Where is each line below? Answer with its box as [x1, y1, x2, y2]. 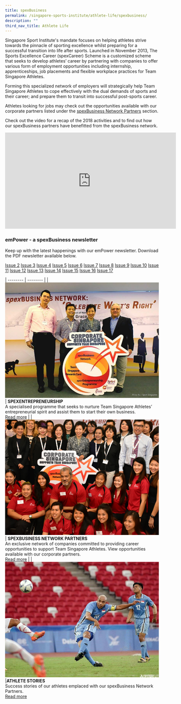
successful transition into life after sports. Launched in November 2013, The [5, 48, 158, 54]
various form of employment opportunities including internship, [5, 64, 132, 69]
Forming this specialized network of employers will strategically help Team [5, 83, 155, 89]
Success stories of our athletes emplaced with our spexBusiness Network [5, 683, 154, 689]
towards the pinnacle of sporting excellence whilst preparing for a [5, 43, 138, 48]
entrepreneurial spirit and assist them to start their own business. [5, 408, 136, 415]
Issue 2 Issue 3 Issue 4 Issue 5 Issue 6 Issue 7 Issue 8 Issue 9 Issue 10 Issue [5, 262, 159, 268]
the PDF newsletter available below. [5, 253, 77, 258]
